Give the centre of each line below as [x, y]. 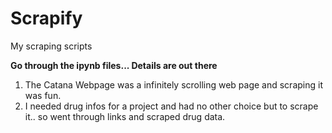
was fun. [43, 95]
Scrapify [46, 18]
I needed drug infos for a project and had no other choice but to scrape [171, 106]
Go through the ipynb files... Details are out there [114, 65]
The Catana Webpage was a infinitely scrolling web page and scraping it [173, 84]
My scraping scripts [51, 46]
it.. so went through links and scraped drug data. [125, 116]
